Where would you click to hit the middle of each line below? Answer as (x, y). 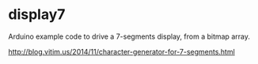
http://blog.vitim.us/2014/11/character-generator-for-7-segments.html (121, 51)
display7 (37, 15)
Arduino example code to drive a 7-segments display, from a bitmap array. (129, 36)
